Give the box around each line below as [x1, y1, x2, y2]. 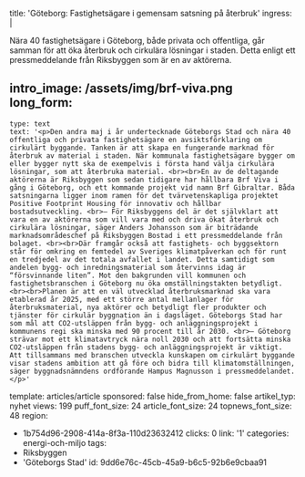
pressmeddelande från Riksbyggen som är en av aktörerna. [9, 55, 232, 65]
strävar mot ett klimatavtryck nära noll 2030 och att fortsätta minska [9, 335, 291, 344]
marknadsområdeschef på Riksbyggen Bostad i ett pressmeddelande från [9, 231, 283, 240]
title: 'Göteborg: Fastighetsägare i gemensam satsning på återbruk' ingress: [9, 8, 293, 18]
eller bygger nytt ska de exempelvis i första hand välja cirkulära [9, 159, 275, 168]
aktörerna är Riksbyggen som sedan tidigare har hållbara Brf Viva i [9, 175, 280, 184]
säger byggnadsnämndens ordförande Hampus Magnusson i [9, 367, 222, 376]
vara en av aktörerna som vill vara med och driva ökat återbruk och [9, 214, 280, 224]
